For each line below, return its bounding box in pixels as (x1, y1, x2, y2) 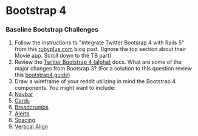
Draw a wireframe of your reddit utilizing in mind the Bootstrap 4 (14, 78, 176, 85)
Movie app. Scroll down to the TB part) (14, 52, 112, 59)
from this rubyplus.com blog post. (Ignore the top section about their (14, 46, 186, 53)
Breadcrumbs (14, 104, 49, 111)
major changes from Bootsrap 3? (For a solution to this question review (14, 65, 193, 72)
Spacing (14, 117, 36, 124)
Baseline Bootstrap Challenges (5, 25, 98, 34)
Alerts (14, 110, 30, 117)
